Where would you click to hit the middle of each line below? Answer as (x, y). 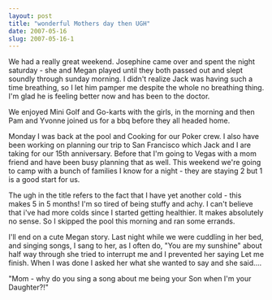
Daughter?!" (28, 287)
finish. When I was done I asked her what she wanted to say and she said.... (135, 263)
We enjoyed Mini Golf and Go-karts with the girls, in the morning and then (132, 112)
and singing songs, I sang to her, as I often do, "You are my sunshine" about (135, 246)
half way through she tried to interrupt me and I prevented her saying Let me (136, 254)
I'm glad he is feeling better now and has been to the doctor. (109, 96)
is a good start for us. (44, 180)
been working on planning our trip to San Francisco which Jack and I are (130, 145)
